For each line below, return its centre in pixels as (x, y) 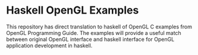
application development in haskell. (49, 46)
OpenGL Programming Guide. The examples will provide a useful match (94, 33)
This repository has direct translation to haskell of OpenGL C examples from (99, 27)
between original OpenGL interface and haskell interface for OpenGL (90, 39)
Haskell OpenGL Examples (73, 10)
